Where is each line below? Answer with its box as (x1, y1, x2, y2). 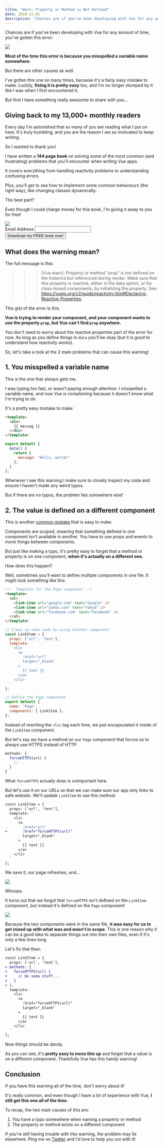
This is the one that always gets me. (5, 376, 77, 382)
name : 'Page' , (9, 704, 38, 709)
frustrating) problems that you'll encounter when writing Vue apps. (5, 159, 138, 164)
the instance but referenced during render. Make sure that (41, 275, 158, 281)
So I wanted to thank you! (5, 144, 56, 150)
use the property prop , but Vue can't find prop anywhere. (5, 320, 121, 326)
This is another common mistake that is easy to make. (5, 519, 113, 525)
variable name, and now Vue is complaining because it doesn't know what (5, 390, 154, 397)
